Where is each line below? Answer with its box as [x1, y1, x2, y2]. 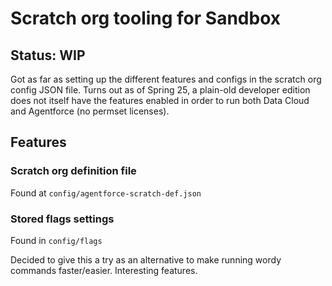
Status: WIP [10, 47, 86, 64]
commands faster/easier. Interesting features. [10, 264, 198, 276]
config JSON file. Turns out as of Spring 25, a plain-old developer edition [10, 84, 311, 96]
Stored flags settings [10, 212, 115, 226]
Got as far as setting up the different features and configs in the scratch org [10, 73, 322, 85]
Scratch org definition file [10, 164, 137, 178]
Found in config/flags [10, 234, 103, 246]
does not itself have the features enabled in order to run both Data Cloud [10, 95, 310, 106]
